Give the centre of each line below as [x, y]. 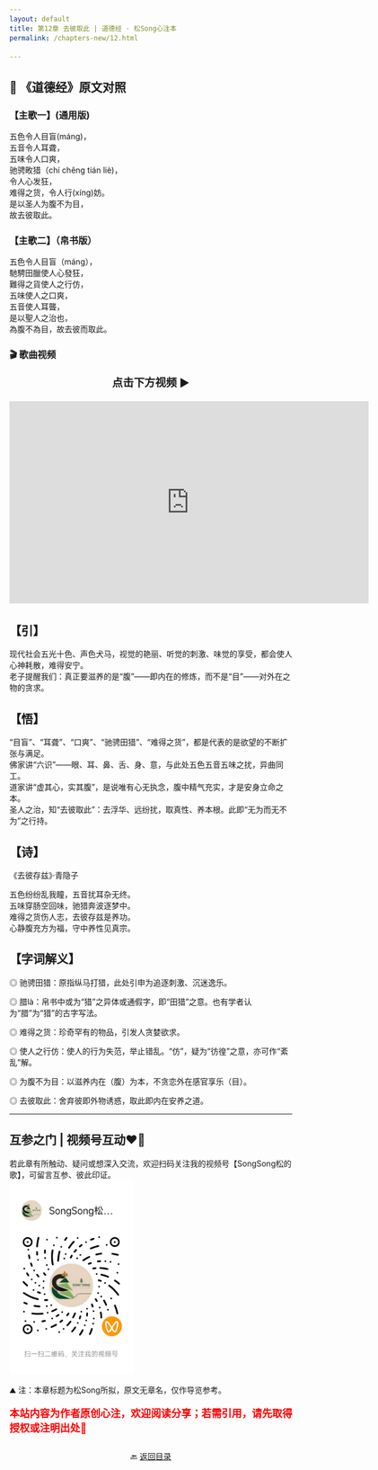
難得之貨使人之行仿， [48, 284]
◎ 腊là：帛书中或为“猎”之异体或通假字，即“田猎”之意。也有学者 [127, 1002]
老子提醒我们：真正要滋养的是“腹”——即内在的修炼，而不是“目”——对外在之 [150, 677]
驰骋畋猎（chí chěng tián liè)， [66, 170]
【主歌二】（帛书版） [53, 240]
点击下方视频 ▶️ [151, 383]
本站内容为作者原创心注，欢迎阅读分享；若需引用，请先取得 [151, 1414]
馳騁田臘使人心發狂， [48, 273]
